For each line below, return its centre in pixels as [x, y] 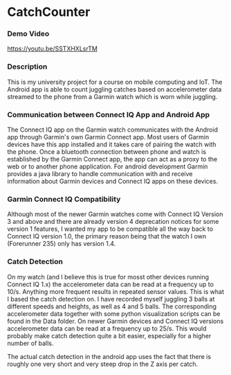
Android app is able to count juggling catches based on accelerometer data [114, 89]
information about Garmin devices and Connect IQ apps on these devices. [113, 182]
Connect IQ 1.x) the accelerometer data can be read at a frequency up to [111, 284]
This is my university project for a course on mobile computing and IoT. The [115, 82]
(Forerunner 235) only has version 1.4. [62, 244]
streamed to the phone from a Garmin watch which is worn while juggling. [112, 96]
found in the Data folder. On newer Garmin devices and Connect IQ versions [115, 321]
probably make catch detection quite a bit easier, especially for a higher [109, 335]
